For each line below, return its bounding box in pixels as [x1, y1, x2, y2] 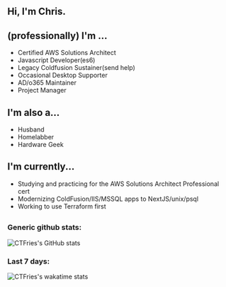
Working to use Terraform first [17, 201, 106, 211]
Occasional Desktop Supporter [17, 71, 108, 80]
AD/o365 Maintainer [17, 78, 77, 87]
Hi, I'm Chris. [7, 6, 66, 18]
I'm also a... [7, 106, 60, 119]
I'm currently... [7, 160, 75, 172]
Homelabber [17, 133, 55, 141]
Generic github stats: [7, 223, 82, 233]
